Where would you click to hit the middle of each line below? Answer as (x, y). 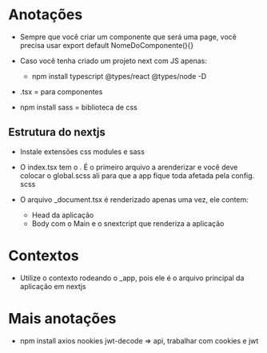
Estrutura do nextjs (57, 132)
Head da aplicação (63, 215)
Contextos (44, 255)
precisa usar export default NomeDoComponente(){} (107, 45)
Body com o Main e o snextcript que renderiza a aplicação (128, 223)
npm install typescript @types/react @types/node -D (119, 76)
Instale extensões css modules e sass (82, 151)
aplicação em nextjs (53, 286)
